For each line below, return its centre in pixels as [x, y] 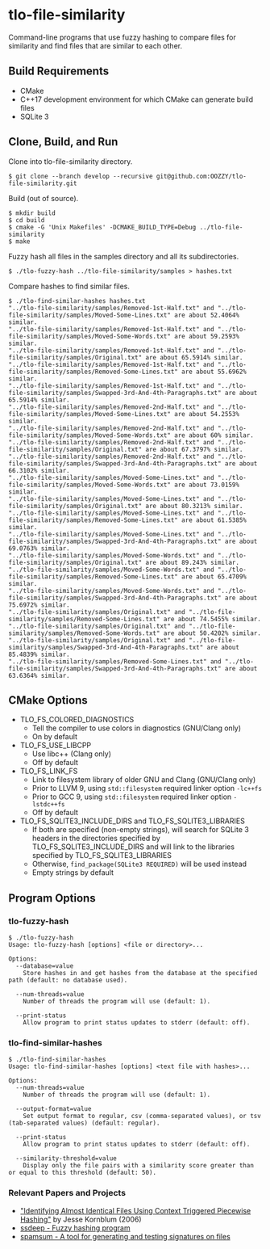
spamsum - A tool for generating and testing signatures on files [125, 1236]
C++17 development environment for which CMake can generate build [137, 99]
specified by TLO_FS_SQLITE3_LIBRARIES [102, 856]
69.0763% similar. [39, 548]
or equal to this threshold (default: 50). [83, 1173]
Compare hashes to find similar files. [69, 286]
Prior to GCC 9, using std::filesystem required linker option [132, 797]
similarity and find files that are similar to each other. [96, 45]
